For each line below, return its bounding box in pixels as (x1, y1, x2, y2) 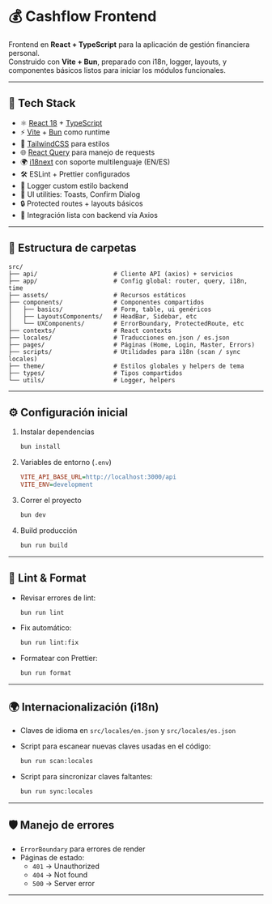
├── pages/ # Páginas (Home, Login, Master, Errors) (8, 340, 255, 349)
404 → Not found (32, 869, 88, 880)
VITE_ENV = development (19, 480, 93, 489)
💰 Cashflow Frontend (8, 7, 157, 26)
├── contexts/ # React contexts (8, 326, 172, 335)
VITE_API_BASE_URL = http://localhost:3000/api (19, 473, 176, 481)
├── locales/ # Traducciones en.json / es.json (8, 334, 230, 342)
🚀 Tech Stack (8, 96, 76, 110)
